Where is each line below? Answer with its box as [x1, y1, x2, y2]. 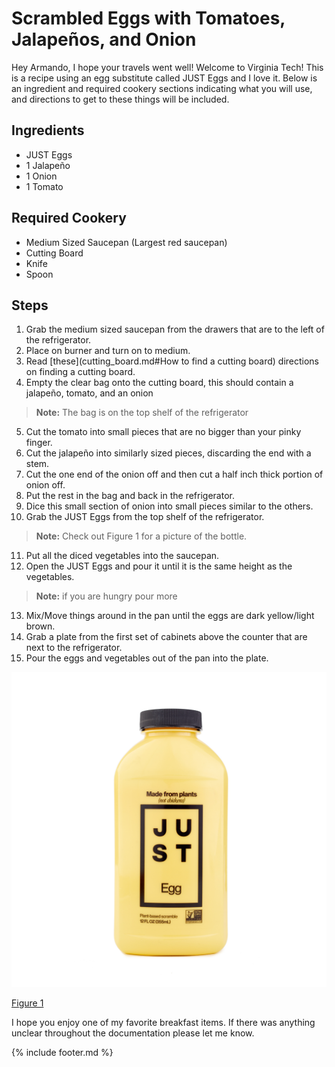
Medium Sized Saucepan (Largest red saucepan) [25, 236, 228, 248]
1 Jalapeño [25, 159, 71, 171]
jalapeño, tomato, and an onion [25, 387, 154, 399]
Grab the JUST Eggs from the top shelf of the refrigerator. [25, 511, 265, 523]
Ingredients [11, 122, 85, 139]
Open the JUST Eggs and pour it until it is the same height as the [25, 560, 293, 572]
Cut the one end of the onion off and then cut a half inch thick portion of [25, 468, 324, 481]
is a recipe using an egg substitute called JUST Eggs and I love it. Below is [11, 72, 318, 84]
